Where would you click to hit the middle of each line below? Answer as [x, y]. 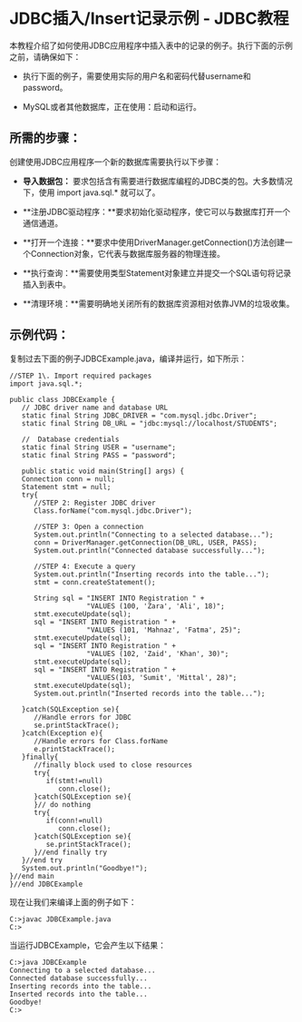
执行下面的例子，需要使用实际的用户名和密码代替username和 [136, 76]
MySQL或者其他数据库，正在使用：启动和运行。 [112, 106]
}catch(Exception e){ [62, 733]
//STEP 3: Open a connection [88, 526]
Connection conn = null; [68, 479]
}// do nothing [62, 804]
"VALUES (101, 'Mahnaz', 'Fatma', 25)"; [164, 630]
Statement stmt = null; [66, 486]
